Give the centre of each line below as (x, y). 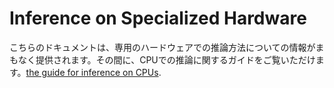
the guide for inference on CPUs (92, 72)
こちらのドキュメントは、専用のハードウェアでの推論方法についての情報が (162, 47)
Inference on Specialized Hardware (158, 18)
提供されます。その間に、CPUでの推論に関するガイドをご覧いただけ (175, 59)
